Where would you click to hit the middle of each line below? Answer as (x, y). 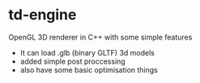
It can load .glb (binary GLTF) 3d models (87, 52)
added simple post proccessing (72, 61)
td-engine (43, 15)
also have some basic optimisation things (89, 69)
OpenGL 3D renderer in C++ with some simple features (100, 37)
